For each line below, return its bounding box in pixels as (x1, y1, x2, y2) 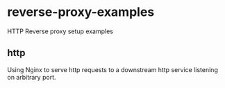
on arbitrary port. (7, 73, 56, 81)
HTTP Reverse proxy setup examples (7, 27, 113, 35)
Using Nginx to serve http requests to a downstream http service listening (7, 65, 219, 73)
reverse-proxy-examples (7, 4, 155, 20)
